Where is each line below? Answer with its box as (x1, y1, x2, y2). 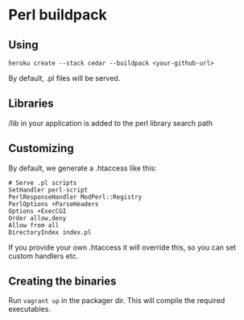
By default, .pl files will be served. (8, 74, 121, 82)
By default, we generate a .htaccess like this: (8, 163, 157, 173)
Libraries (8, 97, 54, 111)
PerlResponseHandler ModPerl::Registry (8, 192, 143, 201)
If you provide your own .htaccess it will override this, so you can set (8, 242, 236, 252)
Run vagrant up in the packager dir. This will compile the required (8, 296, 225, 305)
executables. (8, 305, 51, 314)
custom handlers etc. (8, 251, 79, 260)
